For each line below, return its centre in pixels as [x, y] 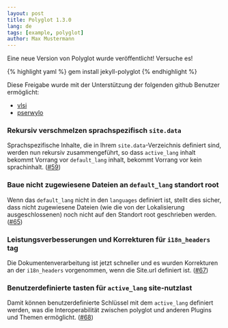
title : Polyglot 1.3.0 [39, 20]
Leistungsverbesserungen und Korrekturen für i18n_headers [109, 239]
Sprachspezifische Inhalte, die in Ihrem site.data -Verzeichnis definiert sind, [114, 145]
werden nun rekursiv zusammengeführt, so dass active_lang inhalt [101, 153]
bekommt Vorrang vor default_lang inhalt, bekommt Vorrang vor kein [104, 160]
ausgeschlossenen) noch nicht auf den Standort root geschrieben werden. [112, 214]
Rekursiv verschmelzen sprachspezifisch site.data [94, 131]
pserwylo [30, 113]
